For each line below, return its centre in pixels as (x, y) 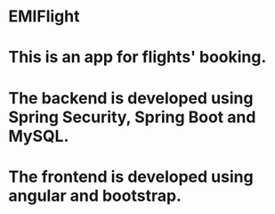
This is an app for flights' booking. (137, 58)
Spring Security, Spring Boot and (132, 117)
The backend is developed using (131, 98)
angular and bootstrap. (95, 196)
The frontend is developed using (131, 177)
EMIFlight (44, 16)
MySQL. (39, 136)
